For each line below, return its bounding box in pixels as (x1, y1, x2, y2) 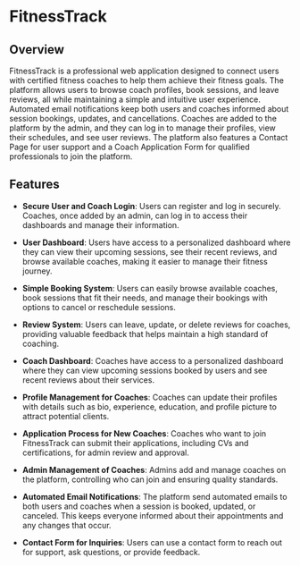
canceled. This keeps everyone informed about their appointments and (21, 510, 284, 520)
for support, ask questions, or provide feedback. (21, 546, 201, 557)
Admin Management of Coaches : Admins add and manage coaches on (21, 464, 287, 475)
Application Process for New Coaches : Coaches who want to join (21, 427, 267, 439)
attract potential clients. (21, 410, 110, 421)
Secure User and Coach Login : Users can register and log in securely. (21, 200, 281, 211)
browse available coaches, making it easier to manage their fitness (21, 256, 268, 266)
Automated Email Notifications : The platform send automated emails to (21, 491, 287, 502)
